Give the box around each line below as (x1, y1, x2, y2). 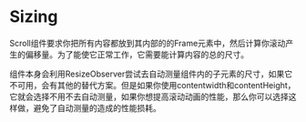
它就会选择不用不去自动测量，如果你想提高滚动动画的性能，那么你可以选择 (9, 91, 289, 102)
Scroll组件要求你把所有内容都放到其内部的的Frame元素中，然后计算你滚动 (9, 37, 286, 48)
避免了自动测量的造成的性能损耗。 (33, 102, 161, 113)
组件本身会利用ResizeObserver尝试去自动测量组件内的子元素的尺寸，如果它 (9, 68, 293, 79)
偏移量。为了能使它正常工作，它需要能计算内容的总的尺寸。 (25, 48, 249, 60)
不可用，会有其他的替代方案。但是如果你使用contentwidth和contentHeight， (9, 79, 296, 90)
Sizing (9, 6, 58, 27)
